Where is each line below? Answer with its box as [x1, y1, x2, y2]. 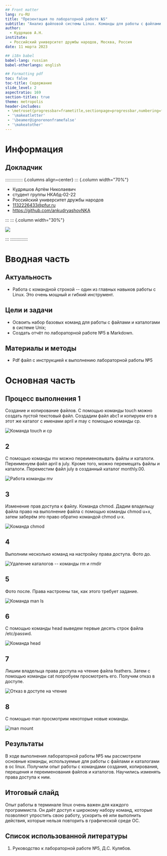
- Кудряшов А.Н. [9, 30, 43, 35]
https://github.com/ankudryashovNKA [12, 207, 90, 213]
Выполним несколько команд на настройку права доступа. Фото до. [5, 551, 151, 557]
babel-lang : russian [5, 58, 48, 63]
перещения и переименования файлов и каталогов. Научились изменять [5, 769, 161, 774]
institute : [5, 35, 28, 40]
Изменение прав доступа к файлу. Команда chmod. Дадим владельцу [5, 503, 155, 509]
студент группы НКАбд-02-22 [12, 191, 76, 197]
